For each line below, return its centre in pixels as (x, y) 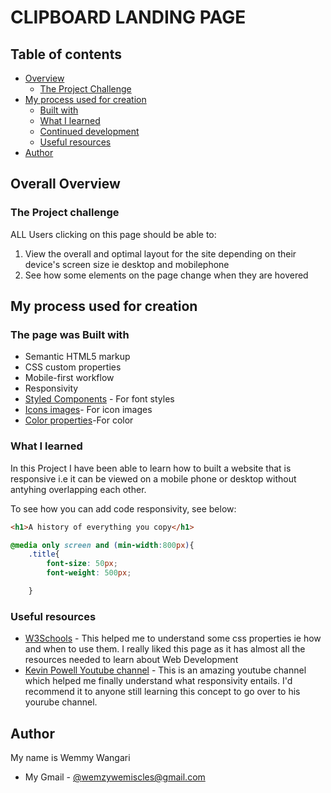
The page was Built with (70, 334)
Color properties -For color (79, 420)
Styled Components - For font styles (99, 399)
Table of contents (66, 54)
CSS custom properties (73, 367)
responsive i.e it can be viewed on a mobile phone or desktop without (153, 478)
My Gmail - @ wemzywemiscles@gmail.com (115, 777)
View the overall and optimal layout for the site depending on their (160, 253)
